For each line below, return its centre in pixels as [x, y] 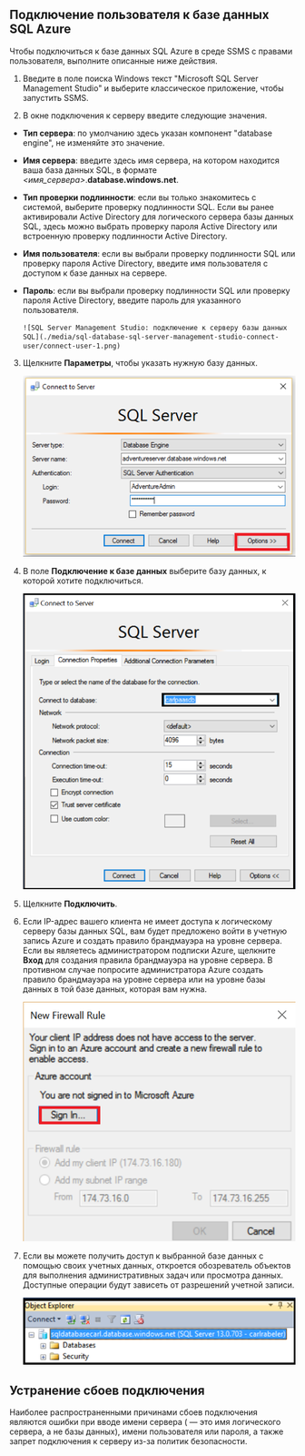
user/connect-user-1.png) [71, 346]
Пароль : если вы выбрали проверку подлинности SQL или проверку [156, 290]
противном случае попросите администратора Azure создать [143, 970]
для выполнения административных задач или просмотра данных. [153, 1275]
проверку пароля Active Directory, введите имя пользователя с [145, 263]
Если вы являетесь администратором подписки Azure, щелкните [149, 951]
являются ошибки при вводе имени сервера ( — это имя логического [145, 1422]
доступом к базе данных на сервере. [95, 273]
